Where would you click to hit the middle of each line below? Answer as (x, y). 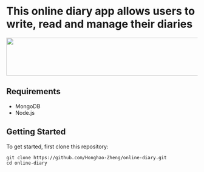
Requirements (33, 91)
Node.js (25, 112)
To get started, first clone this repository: (57, 146)
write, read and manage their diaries (100, 24)
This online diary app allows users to (101, 11)
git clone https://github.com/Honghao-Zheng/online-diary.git (87, 157)
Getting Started (36, 132)
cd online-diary (27, 163)
